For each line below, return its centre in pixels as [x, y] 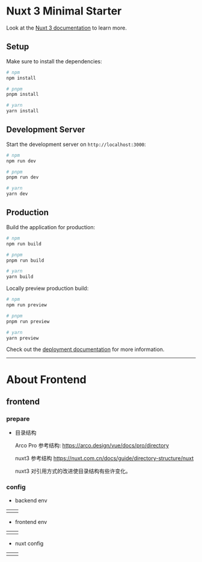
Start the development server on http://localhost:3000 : [76, 144]
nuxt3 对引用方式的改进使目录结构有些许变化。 [73, 471]
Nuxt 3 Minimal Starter [64, 11]
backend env [31, 500]
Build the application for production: [50, 227]
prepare [18, 418]
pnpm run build [25, 260]
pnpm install [23, 95]
